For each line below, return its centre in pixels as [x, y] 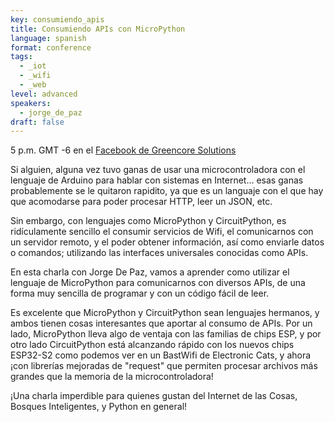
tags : [21, 57]
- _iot [33, 66]
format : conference [51, 47]
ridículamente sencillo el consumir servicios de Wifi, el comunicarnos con [162, 232]
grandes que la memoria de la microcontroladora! [112, 377]
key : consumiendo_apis [57, 19]
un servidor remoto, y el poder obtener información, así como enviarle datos [167, 242]
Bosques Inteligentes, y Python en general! [99, 407]
